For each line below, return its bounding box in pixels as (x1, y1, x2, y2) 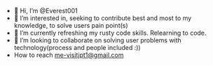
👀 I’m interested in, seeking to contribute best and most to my (13, 14, 192, 22)
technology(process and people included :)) (13, 44, 142, 51)
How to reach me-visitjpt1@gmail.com (13, 51, 124, 59)
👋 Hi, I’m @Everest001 (13, 7, 78, 15)
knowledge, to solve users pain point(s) (13, 22, 128, 29)
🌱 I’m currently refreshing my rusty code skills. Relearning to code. (13, 28, 207, 37)
